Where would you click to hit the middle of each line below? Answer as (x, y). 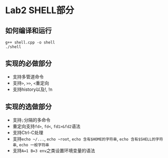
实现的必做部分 (29, 64)
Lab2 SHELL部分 (40, 10)
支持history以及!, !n (33, 89)
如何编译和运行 (29, 31)
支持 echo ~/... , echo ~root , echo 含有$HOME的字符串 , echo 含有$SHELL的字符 (88, 139)
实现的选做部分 (29, 107)
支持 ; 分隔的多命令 (31, 120)
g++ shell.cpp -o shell (30, 42)
